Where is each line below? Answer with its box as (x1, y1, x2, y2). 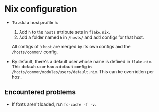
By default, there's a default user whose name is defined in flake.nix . (11, 58, 153, 64)
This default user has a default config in (11, 64, 92, 69)
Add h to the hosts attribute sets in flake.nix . (19, 29, 110, 35)
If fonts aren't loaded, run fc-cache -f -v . (11, 101, 96, 107)
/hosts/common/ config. (11, 49, 58, 55)
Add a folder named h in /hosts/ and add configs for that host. (19, 34, 144, 40)
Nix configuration (4, 3, 77, 15)
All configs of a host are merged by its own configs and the (11, 44, 131, 49)
